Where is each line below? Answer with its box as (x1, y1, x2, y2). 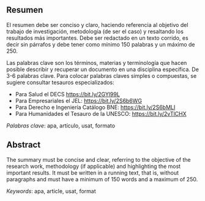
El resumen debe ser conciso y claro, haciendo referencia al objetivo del (6, 21, 188, 28)
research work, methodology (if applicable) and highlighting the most (6, 162, 181, 170)
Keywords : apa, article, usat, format (6, 187, 96, 195)
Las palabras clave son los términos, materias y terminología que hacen (6, 59, 187, 66)
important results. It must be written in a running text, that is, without (6, 169, 179, 176)
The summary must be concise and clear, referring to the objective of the (6, 156, 191, 163)
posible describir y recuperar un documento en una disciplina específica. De (6, 66, 199, 73)
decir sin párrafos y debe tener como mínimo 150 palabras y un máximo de (6, 40, 195, 48)
